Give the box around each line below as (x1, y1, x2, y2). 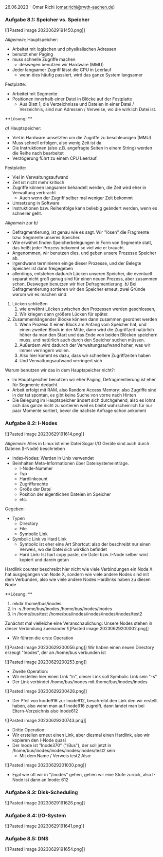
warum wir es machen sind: (12, 292, 68, 298)
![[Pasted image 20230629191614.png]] (5, 431, 84, 437)
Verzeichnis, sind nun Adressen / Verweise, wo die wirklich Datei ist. (19, 107, 157, 112)
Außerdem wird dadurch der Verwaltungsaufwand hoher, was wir (19, 342, 151, 348)
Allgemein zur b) (5, 220, 38, 226)
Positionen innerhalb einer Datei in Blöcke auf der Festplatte (12, 96, 132, 102)
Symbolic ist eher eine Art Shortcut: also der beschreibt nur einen (19, 541, 151, 547)
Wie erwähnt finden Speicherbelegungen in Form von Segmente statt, (12, 240, 152, 245)
